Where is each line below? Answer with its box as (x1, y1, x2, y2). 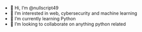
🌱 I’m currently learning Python (10, 16, 76, 21)
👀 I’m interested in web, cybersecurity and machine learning (10, 10, 137, 16)
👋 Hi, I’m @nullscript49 (10, 5, 59, 11)
